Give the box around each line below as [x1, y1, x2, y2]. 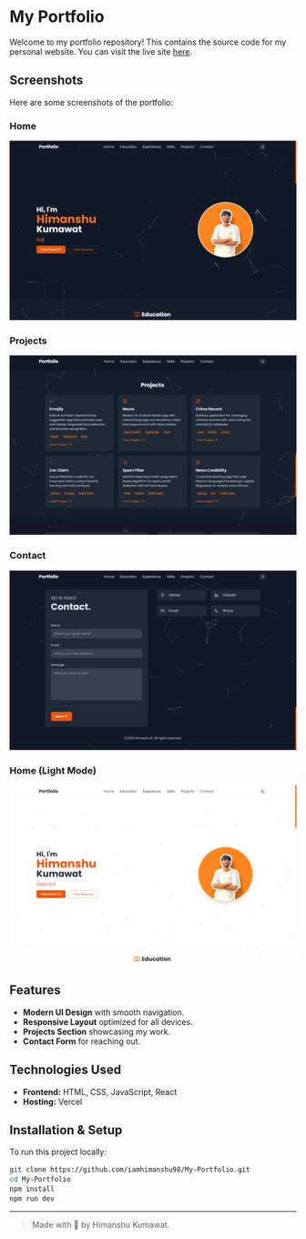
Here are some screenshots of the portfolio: [9, 97, 174, 108]
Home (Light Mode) [9, 763, 97, 776]
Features [9, 982, 61, 998]
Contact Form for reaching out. [22, 1036, 141, 1047]
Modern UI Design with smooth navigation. [22, 1007, 185, 1018]
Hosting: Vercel [22, 1096, 83, 1107]
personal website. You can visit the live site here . [9, 46, 193, 56]
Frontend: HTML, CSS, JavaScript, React [22, 1086, 178, 1097]
